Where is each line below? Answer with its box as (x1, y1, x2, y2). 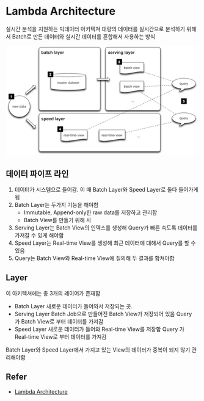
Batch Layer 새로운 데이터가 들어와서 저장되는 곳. (14, 302, 133, 309)
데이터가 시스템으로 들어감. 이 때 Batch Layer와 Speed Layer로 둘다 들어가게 (14, 186, 199, 193)
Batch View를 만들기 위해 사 (23, 217, 92, 224)
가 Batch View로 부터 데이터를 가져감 (14, 317, 104, 325)
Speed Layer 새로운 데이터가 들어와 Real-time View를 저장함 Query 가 (14, 325, 184, 333)
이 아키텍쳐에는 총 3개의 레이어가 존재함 (5, 289, 101, 297)
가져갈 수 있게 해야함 (14, 232, 64, 239)
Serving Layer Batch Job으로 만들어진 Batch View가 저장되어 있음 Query (14, 310, 192, 317)
